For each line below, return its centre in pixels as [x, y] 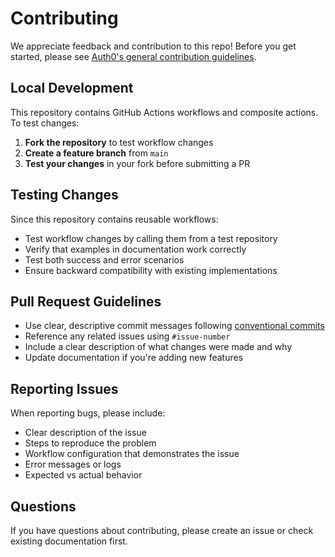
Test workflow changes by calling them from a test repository [151, 238]
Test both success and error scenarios [104, 259]
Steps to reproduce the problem [90, 443]
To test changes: [45, 123]
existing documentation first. [69, 541]
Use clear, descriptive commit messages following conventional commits [174, 326]
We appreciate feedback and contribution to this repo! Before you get [153, 46]
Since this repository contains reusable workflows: [114, 219]
